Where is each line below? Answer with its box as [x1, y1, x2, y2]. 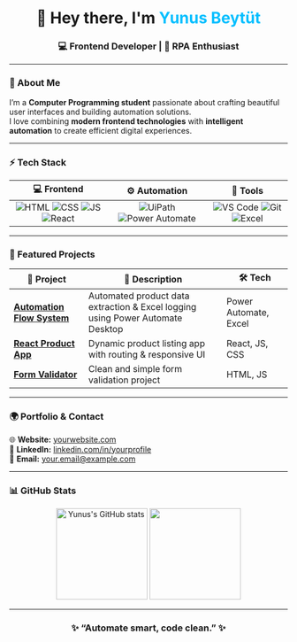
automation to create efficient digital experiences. [9, 125, 193, 135]
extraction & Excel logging [88, 301, 197, 313]
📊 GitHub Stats [9, 484, 77, 497]
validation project [88, 374, 161, 386]
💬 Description [123, 273, 183, 285]
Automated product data [88, 290, 190, 302]
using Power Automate [88, 312, 183, 324]
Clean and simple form [88, 363, 183, 375]
